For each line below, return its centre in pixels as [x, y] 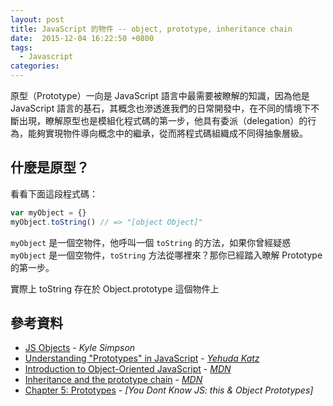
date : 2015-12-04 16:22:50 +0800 [82, 38]
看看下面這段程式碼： [54, 193]
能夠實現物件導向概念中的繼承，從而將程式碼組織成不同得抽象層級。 [167, 133]
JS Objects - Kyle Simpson [80, 348]
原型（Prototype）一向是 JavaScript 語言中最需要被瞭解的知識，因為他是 [160, 95]
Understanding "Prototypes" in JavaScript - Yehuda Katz [142, 358]
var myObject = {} [48, 212]
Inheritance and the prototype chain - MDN [113, 380]
